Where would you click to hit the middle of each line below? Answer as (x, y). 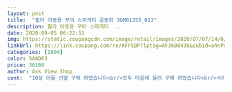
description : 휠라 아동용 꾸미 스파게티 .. (64, 26)
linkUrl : (20, 46)
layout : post (26, 13)
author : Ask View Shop (40, 71)
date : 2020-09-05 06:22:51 (46, 33)
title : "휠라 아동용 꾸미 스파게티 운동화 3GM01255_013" (82, 20)
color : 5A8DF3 (28, 59)
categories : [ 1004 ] (35, 53)
